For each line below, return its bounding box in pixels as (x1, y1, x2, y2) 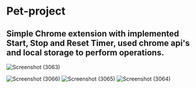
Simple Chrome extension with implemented (6, 29, 179, 39)
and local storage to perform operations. (6, 47, 164, 58)
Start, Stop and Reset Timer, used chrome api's (6, 38, 190, 48)
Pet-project (6, 4, 66, 18)
